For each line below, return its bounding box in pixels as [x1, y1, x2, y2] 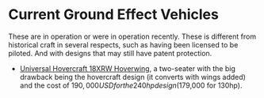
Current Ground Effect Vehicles [8, 6, 220, 24]
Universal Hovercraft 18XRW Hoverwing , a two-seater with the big [19, 63, 236, 73]
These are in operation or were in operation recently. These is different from [8, 32, 256, 41]
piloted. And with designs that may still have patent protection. [8, 48, 212, 58]
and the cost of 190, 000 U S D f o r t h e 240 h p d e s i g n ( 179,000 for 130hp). [19, 81, 243, 90]
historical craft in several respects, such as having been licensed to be [8, 40, 239, 49]
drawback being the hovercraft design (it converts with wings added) [19, 72, 246, 81]
